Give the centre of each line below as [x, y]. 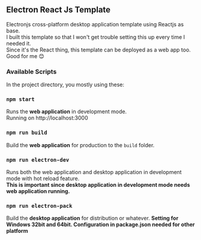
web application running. [38, 191]
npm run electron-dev [38, 160]
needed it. [19, 43]
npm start [20, 99]
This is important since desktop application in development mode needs [98, 185]
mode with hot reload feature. [43, 178]
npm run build [27, 133]
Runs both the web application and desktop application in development [94, 172]
